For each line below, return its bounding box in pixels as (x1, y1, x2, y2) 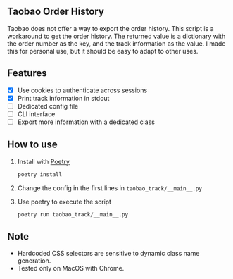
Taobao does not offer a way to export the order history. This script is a (7, 24, 214, 32)
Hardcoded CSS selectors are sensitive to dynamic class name (17, 249, 200, 258)
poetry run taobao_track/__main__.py (17, 211, 129, 218)
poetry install (17, 170, 63, 178)
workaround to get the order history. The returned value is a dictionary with (7, 32, 226, 40)
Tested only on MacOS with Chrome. (17, 264, 125, 273)
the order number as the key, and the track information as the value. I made (7, 39, 226, 48)
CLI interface (17, 109, 56, 118)
